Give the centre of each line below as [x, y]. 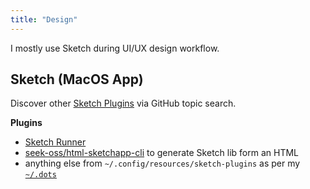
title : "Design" [44, 19]
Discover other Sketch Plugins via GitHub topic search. [123, 103]
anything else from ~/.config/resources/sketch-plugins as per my [162, 163]
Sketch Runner [55, 142]
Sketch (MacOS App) [77, 79]
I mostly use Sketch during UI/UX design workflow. [115, 48]
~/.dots [40, 175]
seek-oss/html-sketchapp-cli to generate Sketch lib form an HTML [162, 153]
